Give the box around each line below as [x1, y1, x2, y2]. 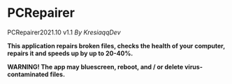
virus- [184, 62, 203, 71]
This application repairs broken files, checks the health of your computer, [7, 41, 226, 50]
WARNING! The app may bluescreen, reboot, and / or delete [7, 62, 184, 71]
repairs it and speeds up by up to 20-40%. [7, 49, 133, 57]
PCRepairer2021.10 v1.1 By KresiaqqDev [7, 28, 121, 36]
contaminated [7, 70, 49, 78]
